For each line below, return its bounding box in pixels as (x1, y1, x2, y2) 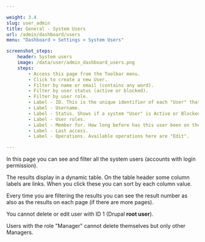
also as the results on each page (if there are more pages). (6, 199, 154, 206)
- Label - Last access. (28, 128, 88, 134)
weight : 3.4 (6, 14, 37, 20)
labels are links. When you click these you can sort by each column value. (6, 180, 192, 188)
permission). (6, 162, 38, 169)
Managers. (6, 229, 34, 236)
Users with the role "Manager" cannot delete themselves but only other (6, 222, 186, 230)
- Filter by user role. (28, 94, 88, 100)
